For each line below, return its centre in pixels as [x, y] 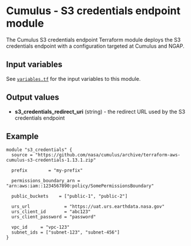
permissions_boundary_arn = [46, 181]
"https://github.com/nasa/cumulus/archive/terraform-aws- [108, 155]
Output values [33, 98]
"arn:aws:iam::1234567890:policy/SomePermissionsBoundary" [80, 186]
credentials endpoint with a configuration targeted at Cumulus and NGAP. [95, 46]
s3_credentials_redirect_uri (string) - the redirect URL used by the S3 [100, 111]
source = [22, 155]
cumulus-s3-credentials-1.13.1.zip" [51, 160]
